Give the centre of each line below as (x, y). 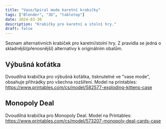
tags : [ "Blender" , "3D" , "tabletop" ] (45, 15)
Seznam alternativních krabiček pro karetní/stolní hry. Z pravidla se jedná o (83, 43)
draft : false (19, 29)
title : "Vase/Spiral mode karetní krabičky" (53, 10)
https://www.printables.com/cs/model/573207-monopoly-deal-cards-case (83, 121)
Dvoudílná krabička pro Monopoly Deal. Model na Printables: (68, 115)
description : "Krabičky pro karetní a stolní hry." (61, 24)
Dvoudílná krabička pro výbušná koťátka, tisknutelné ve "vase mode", (78, 76)
